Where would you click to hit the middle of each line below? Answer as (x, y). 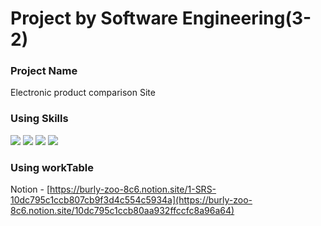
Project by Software (94, 18)
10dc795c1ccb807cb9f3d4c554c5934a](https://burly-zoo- (131, 200)
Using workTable (52, 167)
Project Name (44, 71)
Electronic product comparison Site (83, 93)
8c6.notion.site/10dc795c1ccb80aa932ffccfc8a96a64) (122, 211)
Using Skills (39, 119)
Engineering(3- (246, 18)
